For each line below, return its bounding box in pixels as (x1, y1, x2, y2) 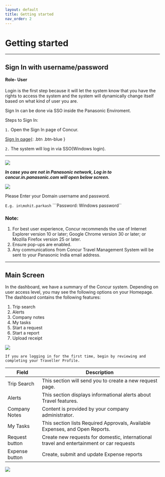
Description (85, 369, 114, 376)
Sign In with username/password (5, 63, 109, 71)
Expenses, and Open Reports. (42, 426, 110, 433)
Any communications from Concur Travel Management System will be (12, 247, 154, 253)
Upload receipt (12, 335, 43, 341)
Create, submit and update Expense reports (42, 451, 142, 458)
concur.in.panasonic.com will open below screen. (5, 174, 110, 180)
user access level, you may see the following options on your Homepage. (5, 289, 154, 295)
